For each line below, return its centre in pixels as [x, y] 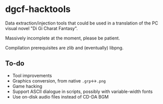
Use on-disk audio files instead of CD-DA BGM [60, 96]
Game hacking [27, 86]
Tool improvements [32, 75]
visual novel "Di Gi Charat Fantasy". [42, 28]
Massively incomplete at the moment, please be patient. [63, 38]
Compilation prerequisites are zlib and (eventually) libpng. [64, 47]
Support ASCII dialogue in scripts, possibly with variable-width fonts [82, 91]
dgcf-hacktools [38, 9]
